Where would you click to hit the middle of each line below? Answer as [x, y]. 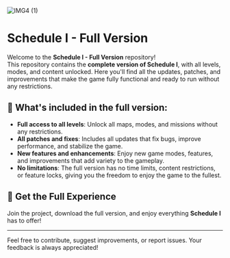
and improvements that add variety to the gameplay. [91, 160]
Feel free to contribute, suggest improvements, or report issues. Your [104, 240]
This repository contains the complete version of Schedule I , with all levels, [114, 64]
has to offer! [24, 220]
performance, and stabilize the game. [70, 146]
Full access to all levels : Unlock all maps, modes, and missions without [117, 124]
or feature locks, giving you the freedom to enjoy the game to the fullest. [119, 175]
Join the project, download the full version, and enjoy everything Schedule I [114, 213]
